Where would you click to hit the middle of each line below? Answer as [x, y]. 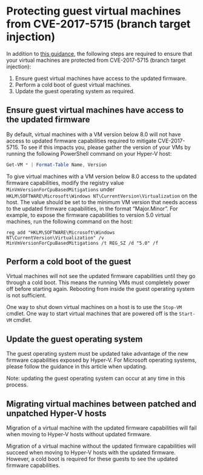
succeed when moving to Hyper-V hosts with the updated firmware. [91, 453]
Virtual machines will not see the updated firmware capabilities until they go [101, 276]
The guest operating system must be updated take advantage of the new [98, 354]
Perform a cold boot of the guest [69, 262]
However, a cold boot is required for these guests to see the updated [92, 459]
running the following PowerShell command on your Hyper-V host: [89, 153]
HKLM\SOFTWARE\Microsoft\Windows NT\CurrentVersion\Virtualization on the [102, 196]
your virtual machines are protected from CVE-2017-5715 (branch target [96, 60]
